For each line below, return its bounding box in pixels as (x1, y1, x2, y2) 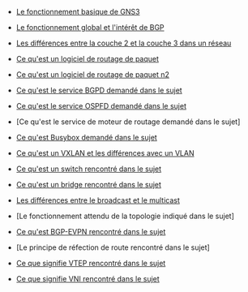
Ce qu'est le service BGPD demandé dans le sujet (15, 85, 182, 95)
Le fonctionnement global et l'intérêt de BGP (15, 23, 165, 32)
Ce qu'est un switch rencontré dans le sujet (15, 164, 162, 174)
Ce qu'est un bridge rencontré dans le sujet (15, 180, 162, 189)
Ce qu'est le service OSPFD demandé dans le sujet (15, 101, 186, 110)
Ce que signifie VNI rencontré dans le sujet (15, 274, 160, 283)
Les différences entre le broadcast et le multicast (15, 195, 181, 205)
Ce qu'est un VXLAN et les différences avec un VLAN (15, 148, 195, 157)
